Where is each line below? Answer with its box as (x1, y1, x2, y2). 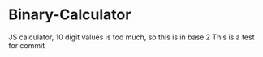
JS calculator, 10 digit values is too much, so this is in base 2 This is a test (8, 32, 255, 42)
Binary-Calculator (8, 6, 131, 24)
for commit (8, 40, 45, 50)
